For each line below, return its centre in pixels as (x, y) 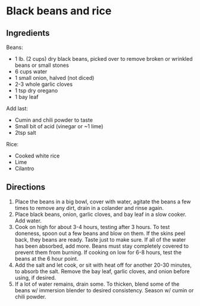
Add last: (17, 108)
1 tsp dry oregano (36, 90)
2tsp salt (26, 133)
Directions (26, 187)
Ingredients (28, 33)
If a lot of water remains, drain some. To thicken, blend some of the (97, 284)
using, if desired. (35, 277)
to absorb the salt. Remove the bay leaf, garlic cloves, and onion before (102, 271)
